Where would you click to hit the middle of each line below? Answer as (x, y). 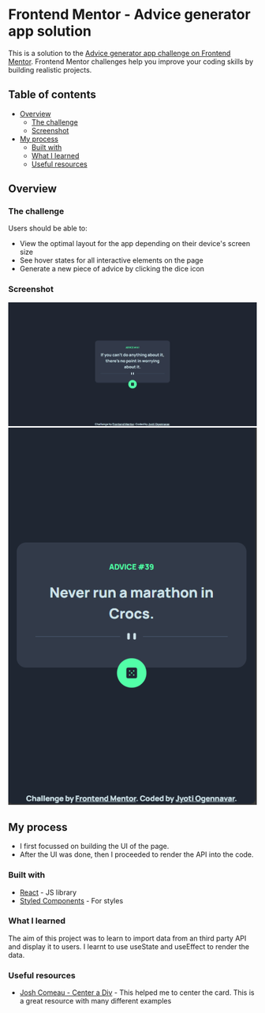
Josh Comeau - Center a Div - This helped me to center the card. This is (137, 992)
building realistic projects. (50, 69)
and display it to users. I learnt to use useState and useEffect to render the (129, 946)
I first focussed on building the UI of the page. (94, 847)
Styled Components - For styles (71, 900)
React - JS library (48, 892)
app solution (50, 31)
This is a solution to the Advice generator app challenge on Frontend (119, 53)
